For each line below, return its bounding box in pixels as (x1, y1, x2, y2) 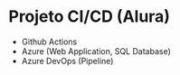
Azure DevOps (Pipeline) (21, 55, 114, 66)
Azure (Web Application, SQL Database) (21, 45, 171, 56)
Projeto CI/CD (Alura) (8, 6, 171, 27)
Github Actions (21, 36, 78, 47)
